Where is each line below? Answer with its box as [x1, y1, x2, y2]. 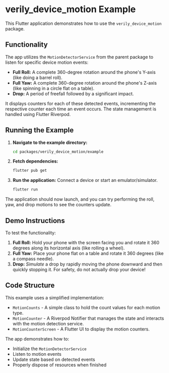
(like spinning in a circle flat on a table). [12, 85, 95, 91]
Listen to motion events [12, 351, 62, 357]
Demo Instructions [5, 216, 65, 225]
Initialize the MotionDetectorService [12, 346, 87, 352]
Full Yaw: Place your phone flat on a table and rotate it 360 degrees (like [12, 250, 164, 256]
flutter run [12, 187, 38, 192]
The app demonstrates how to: [5, 335, 69, 342]
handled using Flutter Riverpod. [5, 111, 71, 117]
